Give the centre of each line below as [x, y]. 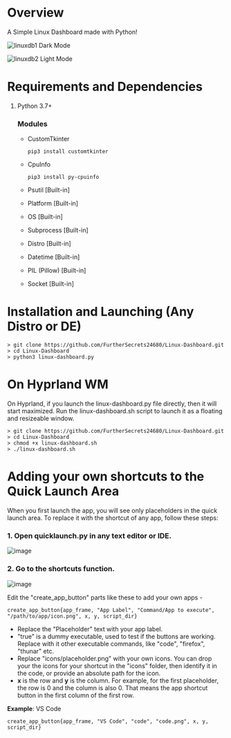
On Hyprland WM [58, 385]
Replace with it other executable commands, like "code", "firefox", [111, 643]
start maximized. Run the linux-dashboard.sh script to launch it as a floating [115, 411]
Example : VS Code [34, 708]
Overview [36, 13]
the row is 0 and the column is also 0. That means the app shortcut [112, 687]
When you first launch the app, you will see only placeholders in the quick [112, 510]
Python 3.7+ [35, 106]
